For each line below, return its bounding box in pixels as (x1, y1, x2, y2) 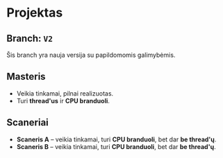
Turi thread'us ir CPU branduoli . (16, 96, 110, 105)
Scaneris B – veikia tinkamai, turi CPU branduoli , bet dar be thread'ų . (16, 142, 216, 150)
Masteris (6, 71, 46, 82)
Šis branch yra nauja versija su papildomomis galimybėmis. (6, 51, 176, 59)
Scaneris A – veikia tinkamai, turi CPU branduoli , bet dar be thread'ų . (16, 135, 217, 143)
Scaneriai (6, 116, 49, 129)
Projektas (6, 5, 63, 21)
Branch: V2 (6, 33, 53, 44)
